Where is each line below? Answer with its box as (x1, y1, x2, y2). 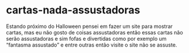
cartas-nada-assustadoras (6, 3, 140, 17)
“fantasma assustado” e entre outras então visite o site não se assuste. (6, 41, 177, 48)
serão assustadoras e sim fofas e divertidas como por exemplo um (6, 35, 167, 42)
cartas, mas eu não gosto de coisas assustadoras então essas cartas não (6, 29, 183, 36)
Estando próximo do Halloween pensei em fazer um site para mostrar (6, 23, 173, 30)
